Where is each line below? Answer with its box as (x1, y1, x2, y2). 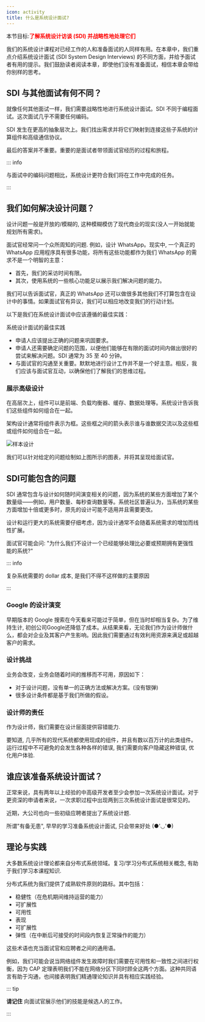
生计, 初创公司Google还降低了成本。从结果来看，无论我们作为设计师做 (11, 623, 188, 631)
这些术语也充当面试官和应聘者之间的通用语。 (6, 944, 119, 952)
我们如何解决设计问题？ (6, 203, 95, 213)
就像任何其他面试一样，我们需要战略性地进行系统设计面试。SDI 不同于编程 (6, 105, 193, 113)
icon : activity (6, 9, 45, 15)
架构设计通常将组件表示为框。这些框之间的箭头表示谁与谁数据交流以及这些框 (6, 420, 199, 427)
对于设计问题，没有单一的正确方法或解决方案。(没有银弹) (15, 683, 159, 691)
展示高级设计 (6, 384, 45, 393)
